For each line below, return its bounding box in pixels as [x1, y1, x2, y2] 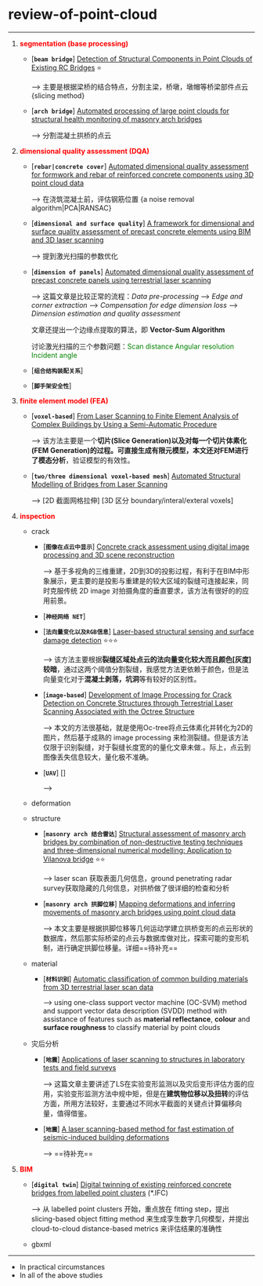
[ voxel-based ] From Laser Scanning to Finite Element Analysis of [31, 411, 239, 421]
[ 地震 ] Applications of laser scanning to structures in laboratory [42, 1054, 245, 1064]
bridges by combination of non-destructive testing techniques [42, 837, 243, 846]
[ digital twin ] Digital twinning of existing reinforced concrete [31, 1179, 232, 1189]
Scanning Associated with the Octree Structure [42, 707, 195, 716]
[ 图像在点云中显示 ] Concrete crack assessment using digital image [42, 542, 250, 551]
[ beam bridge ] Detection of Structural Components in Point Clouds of [31, 53, 253, 64]
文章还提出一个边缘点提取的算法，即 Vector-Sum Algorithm [31, 324, 225, 334]
